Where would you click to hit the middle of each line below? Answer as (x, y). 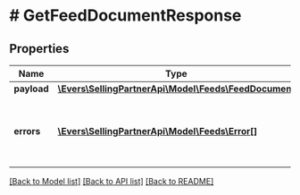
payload (31, 89)
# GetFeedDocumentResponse (125, 16)
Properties (39, 49)
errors (27, 131)
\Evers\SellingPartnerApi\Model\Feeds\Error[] (157, 131)
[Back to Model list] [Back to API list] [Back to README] (112, 181)
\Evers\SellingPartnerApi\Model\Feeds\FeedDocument (176, 89)
